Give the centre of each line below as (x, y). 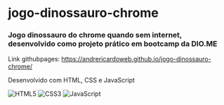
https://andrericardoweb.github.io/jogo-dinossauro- (136, 59)
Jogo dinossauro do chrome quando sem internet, (95, 35)
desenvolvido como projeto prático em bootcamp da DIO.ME (113, 44)
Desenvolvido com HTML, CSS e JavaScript (72, 80)
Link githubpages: (34, 59)
